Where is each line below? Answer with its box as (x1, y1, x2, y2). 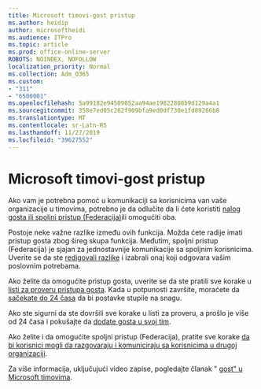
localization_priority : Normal (8, 63, 111, 71)
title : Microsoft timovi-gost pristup (8, 11, 135, 20)
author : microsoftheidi (8, 26, 86, 34)
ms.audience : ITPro (8, 33, 72, 42)
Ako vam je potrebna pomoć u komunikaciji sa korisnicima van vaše (8, 196, 227, 206)
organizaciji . (8, 349, 48, 358)
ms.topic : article (8, 41, 68, 49)
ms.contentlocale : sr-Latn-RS (8, 121, 108, 129)
